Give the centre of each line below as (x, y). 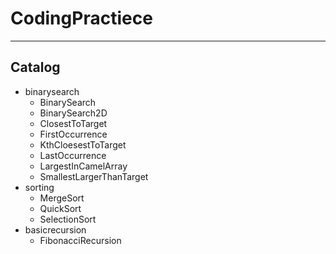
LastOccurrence (73, 155)
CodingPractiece (81, 18)
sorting (39, 187)
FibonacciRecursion (80, 240)
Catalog (35, 67)
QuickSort (60, 208)
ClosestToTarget (73, 123)
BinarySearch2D (73, 113)
